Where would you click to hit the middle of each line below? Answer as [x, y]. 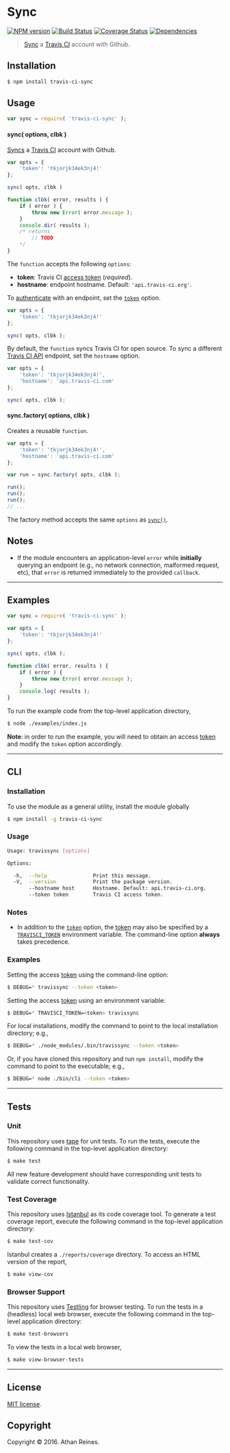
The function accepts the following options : [69, 264]
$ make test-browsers [38, 1334]
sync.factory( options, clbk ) [49, 415]
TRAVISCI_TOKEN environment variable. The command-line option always [118, 935]
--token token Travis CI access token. [96, 895]
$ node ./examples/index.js [47, 724]
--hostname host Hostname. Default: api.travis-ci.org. [117, 888]
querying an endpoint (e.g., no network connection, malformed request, [118, 565]
